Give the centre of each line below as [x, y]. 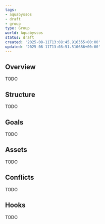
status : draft [20, 38]
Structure [20, 94]
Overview [21, 67]
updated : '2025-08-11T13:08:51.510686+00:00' [53, 47]
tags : [11, 10]
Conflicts [20, 177]
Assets [16, 150]
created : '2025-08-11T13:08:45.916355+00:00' [53, 42]
